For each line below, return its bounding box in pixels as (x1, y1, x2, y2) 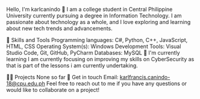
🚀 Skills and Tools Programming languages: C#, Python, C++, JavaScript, (6, 37, 188, 43)
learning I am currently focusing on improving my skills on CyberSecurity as (6, 56, 195, 62)
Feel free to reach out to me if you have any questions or (46, 80, 187, 87)
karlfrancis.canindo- (119, 74, 170, 80)
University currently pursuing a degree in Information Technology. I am (6, 12, 182, 19)
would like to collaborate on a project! (6, 86, 100, 93)
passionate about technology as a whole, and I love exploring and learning (6, 19, 191, 25)
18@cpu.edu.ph (6, 80, 45, 87)
